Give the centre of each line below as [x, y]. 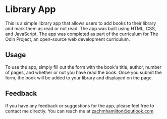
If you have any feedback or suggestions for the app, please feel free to [80, 105]
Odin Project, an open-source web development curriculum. [68, 39]
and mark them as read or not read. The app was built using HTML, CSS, [81, 28]
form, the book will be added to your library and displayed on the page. [79, 78]
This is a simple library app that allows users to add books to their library [81, 23]
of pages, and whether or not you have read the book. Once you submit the [83, 72]
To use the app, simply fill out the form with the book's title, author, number [83, 67]
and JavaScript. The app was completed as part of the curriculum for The [82, 34]
